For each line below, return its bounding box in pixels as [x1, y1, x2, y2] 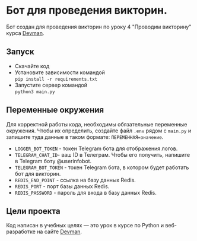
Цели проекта [6, 206, 61, 216]
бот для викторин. [14, 170, 61, 177]
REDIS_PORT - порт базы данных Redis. [14, 182, 110, 190]
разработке [6, 228, 36, 235]
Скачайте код [14, 62, 50, 69]
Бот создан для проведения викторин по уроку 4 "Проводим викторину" [6, 23, 192, 30]
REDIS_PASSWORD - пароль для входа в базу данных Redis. [14, 189, 157, 196]
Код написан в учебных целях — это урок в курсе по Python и [6, 222, 164, 229]
